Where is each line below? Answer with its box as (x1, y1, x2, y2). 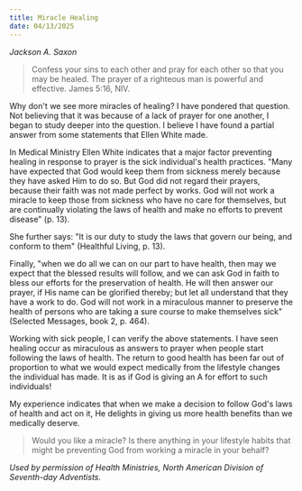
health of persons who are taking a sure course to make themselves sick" (9, 305, 282, 316)
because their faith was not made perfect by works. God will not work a (9, 185, 275, 195)
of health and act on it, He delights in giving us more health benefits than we (9, 407, 293, 419)
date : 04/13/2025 (9, 22, 75, 31)
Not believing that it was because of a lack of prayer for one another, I (9, 110, 270, 121)
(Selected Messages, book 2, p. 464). (9, 315, 151, 326)
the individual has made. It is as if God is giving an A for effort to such (9, 371, 268, 382)
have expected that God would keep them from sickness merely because (9, 166, 281, 177)
